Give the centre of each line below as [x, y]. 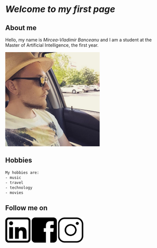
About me [21, 28]
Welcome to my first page [60, 9]
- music [13, 177]
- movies [14, 193]
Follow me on [26, 208]
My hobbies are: [22, 172]
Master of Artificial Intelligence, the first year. [52, 45]
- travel [14, 182]
